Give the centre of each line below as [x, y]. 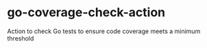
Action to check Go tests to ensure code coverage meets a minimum [104, 31]
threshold [21, 38]
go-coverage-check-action [86, 13]
